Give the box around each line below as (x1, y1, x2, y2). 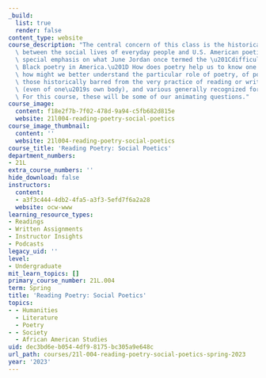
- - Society (8, 328, 47, 337)
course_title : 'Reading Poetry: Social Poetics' (8, 144, 172, 152)
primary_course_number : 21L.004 (8, 277, 115, 285)
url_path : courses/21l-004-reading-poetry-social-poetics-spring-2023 (8, 350, 246, 359)
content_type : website (8, 33, 83, 42)
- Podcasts (8, 240, 44, 248)
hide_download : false (8, 174, 80, 182)
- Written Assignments (8, 225, 83, 234)
